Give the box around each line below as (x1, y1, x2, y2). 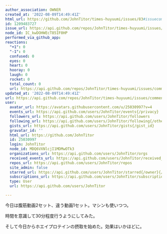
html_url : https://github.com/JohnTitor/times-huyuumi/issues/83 (5, 16, 143, 21)
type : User (9, 179, 32, 184)
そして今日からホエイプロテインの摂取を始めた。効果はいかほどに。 (5, 223, 145, 230)
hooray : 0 (9, 68, 30, 73)
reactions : (5, 40, 28, 45)
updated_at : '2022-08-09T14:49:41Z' (5, 91, 81, 96)
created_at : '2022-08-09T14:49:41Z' (5, 12, 81, 17)
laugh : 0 (9, 72, 28, 77)
